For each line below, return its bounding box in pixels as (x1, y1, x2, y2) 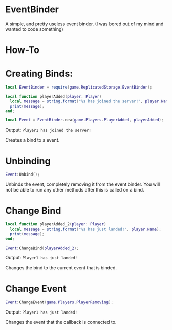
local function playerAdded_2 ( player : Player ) (5, 222, 106, 227)
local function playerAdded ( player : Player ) (5, 94, 102, 99)
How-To (5, 44, 40, 56)
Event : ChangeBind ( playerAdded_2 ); (5, 246, 79, 251)
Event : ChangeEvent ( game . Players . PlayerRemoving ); (5, 300, 114, 305)
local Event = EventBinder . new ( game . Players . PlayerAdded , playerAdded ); (5, 117, 164, 123)
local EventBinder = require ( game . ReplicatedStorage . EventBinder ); (5, 85, 153, 90)
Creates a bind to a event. (5, 137, 60, 143)
